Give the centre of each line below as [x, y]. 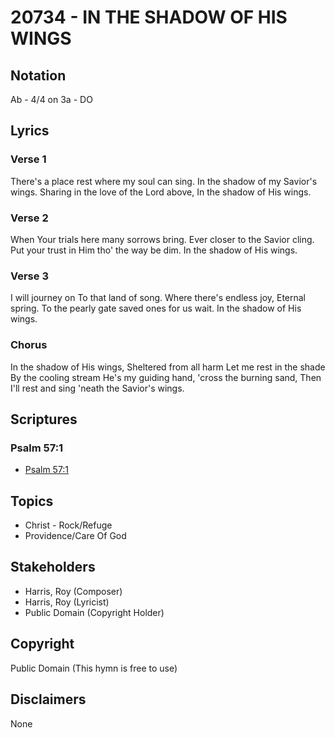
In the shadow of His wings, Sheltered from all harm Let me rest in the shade [168, 367]
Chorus [29, 345]
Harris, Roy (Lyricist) [67, 602]
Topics [32, 501]
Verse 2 [29, 218]
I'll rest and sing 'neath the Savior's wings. [97, 388]
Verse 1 [28, 159]
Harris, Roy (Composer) [73, 591]
